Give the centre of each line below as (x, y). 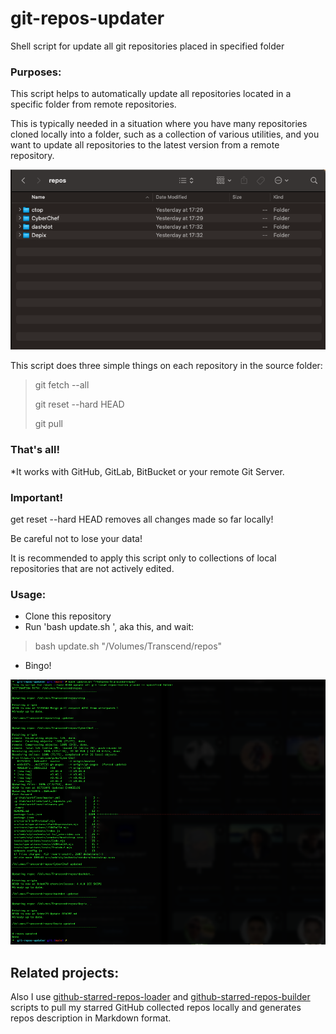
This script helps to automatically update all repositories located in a (151, 94)
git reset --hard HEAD (79, 404)
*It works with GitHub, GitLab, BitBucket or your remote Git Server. (147, 471)
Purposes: (36, 72)
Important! (37, 497)
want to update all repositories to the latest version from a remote (145, 145)
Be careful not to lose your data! (76, 539)
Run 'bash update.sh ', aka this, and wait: (109, 627)
